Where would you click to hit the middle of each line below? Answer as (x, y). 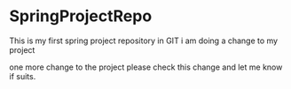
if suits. (23, 76)
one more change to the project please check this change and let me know (146, 67)
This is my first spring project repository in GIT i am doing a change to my (143, 41)
